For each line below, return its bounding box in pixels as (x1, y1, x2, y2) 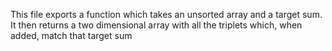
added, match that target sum (10, 30, 133, 41)
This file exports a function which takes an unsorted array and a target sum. (10, 9, 323, 20)
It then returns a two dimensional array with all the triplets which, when (10, 19, 303, 31)
